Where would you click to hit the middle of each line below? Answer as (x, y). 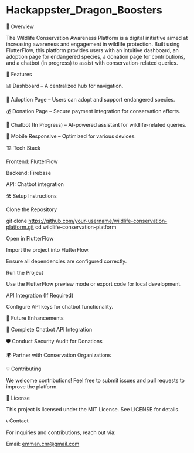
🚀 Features (19, 74)
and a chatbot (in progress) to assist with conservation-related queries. (92, 63)
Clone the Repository (32, 209)
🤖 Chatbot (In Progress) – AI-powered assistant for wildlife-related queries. (96, 124)
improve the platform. (32, 386)
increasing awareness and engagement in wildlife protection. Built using (93, 44)
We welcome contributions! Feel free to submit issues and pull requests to (95, 380)
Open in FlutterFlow (30, 238)
